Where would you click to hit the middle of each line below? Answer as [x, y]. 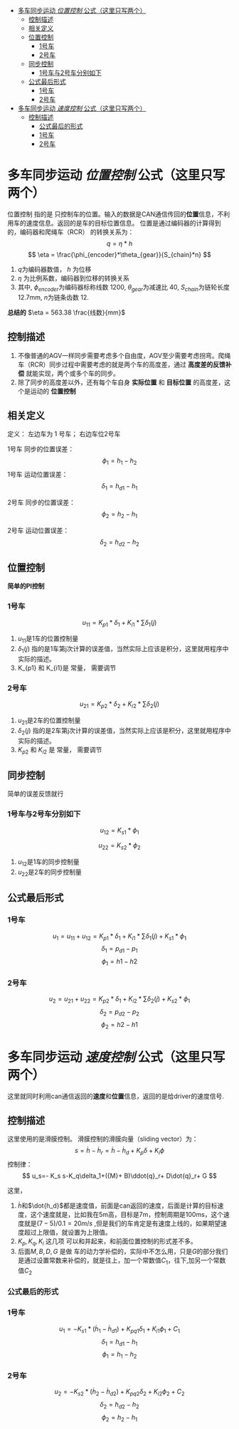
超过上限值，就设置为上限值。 [68, 1233]
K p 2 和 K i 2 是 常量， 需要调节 [60, 750]
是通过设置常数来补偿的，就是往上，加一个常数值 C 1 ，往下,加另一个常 [118, 1261]
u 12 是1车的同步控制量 [48, 863]
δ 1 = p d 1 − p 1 [119, 950]
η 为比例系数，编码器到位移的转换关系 [74, 278]
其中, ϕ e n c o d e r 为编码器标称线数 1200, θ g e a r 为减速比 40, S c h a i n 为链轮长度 [123, 288]
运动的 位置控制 [53, 391]
